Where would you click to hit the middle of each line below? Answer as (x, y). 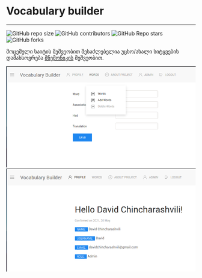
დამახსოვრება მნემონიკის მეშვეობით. (55, 58)
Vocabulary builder (55, 11)
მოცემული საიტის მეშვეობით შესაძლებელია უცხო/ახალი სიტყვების (93, 51)
